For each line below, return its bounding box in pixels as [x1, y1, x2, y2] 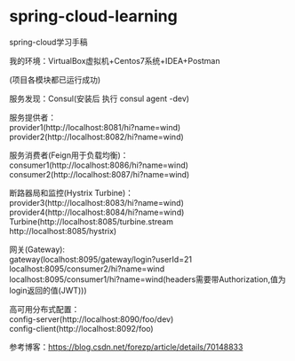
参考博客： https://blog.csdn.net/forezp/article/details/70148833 [9, 341, 243, 352]
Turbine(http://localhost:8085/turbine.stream [9, 216, 173, 227]
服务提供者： [9, 112, 56, 122]
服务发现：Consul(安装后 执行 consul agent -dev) [9, 93, 189, 104]
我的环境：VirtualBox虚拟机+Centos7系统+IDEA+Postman [9, 55, 220, 66]
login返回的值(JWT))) [9, 285, 87, 295]
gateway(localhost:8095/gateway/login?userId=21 [9, 254, 193, 264]
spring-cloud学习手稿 [9, 36, 88, 47]
